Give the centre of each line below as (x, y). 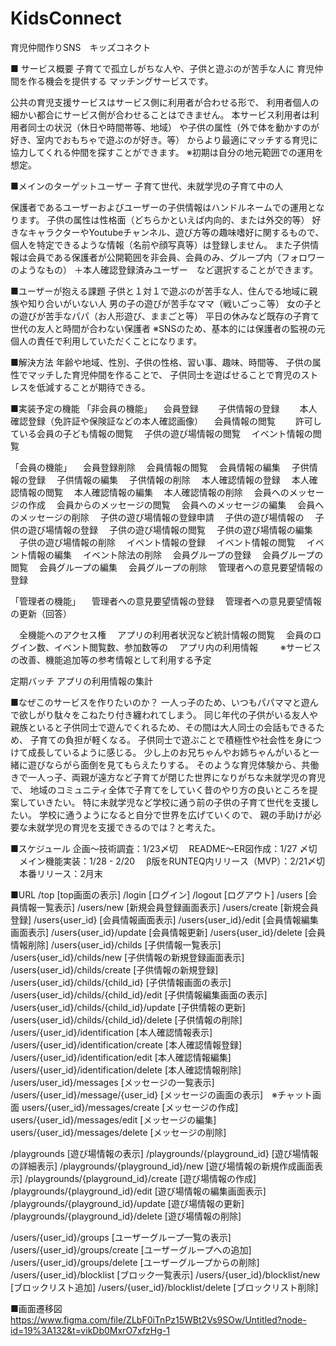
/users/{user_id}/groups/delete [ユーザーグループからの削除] (135, 1262)
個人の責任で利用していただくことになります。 (106, 341)
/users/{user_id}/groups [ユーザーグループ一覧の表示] (121, 1237)
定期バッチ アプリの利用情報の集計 (81, 681)
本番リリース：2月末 (60, 873)
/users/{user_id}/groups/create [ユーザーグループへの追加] (131, 1249)
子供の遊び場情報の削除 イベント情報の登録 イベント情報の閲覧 (157, 542)
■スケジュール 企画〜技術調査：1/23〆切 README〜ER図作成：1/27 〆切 (164, 848)
